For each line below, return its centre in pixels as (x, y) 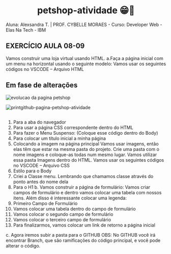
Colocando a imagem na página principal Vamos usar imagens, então (86, 144)
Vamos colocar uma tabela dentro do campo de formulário (75, 209)
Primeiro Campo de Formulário (45, 203)
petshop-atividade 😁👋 (86, 10)
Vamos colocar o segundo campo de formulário (63, 214)
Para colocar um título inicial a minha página (60, 138)
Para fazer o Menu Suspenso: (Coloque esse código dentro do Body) (85, 133)
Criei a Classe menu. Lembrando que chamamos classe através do (83, 176)
